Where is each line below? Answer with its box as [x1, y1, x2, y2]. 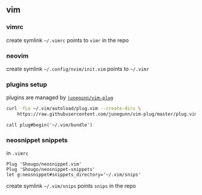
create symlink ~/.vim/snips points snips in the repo [6, 182, 136, 190]
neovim [6, 51, 29, 60]
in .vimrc [6, 150, 29, 157]
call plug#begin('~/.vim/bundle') [6, 122, 93, 128]
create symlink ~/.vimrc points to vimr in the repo [6, 36, 129, 44]
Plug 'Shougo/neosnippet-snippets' [6, 167, 96, 173]
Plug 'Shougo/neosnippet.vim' [6, 161, 82, 167]
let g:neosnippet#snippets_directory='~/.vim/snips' [6, 172, 141, 178]
